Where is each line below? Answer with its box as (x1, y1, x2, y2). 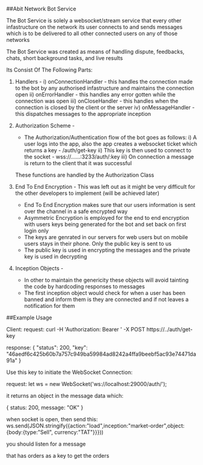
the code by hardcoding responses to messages (24, 283, 145, 290)
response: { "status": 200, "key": (6, 344, 88, 351)
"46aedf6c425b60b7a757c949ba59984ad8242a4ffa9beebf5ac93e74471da (6, 350, 196, 358)
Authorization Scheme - (15, 122, 75, 129)
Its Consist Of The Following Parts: (6, 66, 93, 73)
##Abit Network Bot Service (6, 5, 77, 12)
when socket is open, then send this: (6, 416, 98, 423)
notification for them (24, 302, 76, 309)
